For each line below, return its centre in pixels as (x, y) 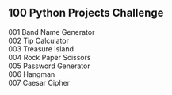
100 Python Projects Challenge (86, 13)
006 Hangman (32, 74)
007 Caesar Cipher (39, 82)
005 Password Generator (49, 66)
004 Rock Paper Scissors (50, 57)
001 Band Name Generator (52, 32)
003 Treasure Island (41, 49)
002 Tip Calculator (39, 40)
